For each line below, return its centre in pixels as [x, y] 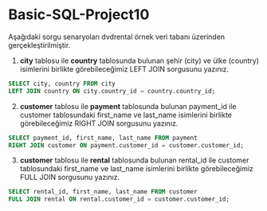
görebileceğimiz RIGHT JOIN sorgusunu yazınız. [99, 123]
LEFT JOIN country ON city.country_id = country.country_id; [112, 91]
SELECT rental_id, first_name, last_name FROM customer [103, 192]
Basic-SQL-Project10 [79, 15]
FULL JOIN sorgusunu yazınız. [70, 178]
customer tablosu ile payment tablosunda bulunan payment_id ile [128, 106]
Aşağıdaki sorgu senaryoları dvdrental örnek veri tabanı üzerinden [117, 37]
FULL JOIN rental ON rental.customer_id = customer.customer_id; [119, 199]
